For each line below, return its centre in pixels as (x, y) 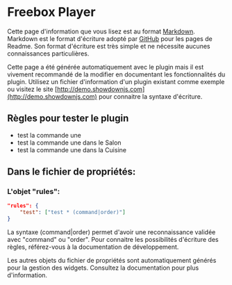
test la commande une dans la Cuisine (72, 149)
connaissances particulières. (48, 54)
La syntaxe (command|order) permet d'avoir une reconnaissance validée (111, 232)
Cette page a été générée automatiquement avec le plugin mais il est (106, 67)
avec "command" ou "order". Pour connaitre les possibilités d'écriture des (113, 240)
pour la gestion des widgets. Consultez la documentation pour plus (103, 268)
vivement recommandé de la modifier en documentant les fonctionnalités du (116, 74)
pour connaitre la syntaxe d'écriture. (150, 96)
